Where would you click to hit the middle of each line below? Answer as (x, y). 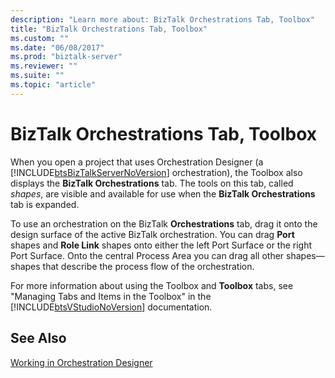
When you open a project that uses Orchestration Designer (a (137, 162)
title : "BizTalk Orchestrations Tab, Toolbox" (109, 29)
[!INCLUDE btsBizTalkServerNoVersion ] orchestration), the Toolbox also (156, 172)
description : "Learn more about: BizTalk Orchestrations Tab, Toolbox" (162, 19)
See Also (38, 338)
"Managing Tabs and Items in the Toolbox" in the (111, 296)
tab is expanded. (45, 204)
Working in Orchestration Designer (81, 362)
